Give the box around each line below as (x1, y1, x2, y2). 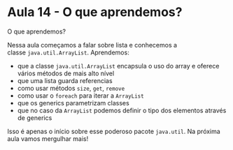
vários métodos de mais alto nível (17, 69, 115, 77)
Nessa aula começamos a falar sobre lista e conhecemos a (7, 40, 177, 49)
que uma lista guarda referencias (17, 76, 113, 84)
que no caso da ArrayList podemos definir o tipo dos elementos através (17, 106, 227, 114)
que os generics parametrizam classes (17, 98, 129, 107)
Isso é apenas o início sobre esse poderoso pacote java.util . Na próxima (7, 127, 220, 135)
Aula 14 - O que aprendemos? (7, 4, 183, 20)
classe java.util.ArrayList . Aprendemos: (7, 48, 129, 57)
